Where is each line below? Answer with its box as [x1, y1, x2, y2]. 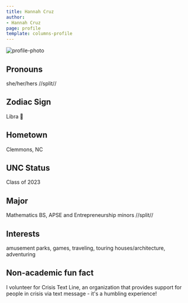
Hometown [6, 130, 48, 140]
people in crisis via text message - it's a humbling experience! [6, 290, 157, 297]
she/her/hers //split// [6, 79, 57, 87]
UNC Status [6, 162, 50, 173]
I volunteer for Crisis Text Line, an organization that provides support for [6, 283, 182, 291]
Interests [6, 229, 40, 239]
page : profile [6, 25, 41, 31]
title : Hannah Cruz [6, 8, 54, 15]
